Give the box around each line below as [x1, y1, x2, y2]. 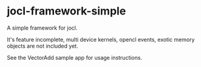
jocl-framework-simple [7, 4, 126, 18]
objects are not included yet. [7, 42, 78, 49]
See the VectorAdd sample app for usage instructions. [7, 54, 142, 61]
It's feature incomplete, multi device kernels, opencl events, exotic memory [7, 36, 195, 43]
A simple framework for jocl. [7, 24, 78, 31]
